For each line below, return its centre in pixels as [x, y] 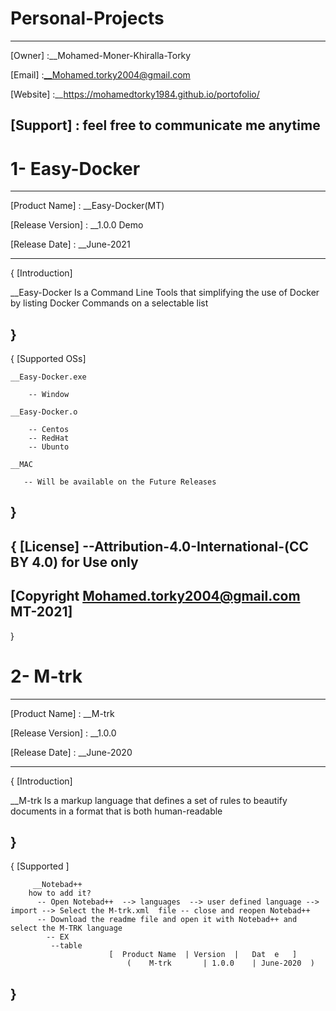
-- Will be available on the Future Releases [120, 482]
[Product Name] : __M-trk [62, 713]
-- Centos [49, 430]
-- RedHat [49, 438]
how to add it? [60, 893]
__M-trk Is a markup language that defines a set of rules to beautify [149, 800]
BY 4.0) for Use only [74, 562]
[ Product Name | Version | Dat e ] [203, 955]
